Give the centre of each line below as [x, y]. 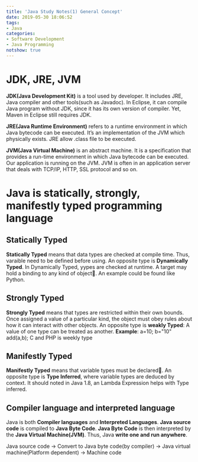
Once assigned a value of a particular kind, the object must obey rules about [99, 319]
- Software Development [35, 39]
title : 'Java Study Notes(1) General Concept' [64, 12]
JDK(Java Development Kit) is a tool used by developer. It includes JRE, [95, 96]
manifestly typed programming [84, 206]
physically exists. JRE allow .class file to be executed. [71, 139]
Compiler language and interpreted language [91, 408]
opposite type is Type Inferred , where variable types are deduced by [90, 377]
